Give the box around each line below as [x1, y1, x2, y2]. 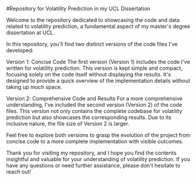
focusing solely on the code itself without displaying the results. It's [6, 71, 171, 78]
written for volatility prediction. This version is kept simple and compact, [6, 65, 183, 72]
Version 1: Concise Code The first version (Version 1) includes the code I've [6, 59, 190, 65]
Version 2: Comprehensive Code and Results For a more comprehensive [6, 95, 183, 102]
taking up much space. [6, 83, 62, 91]
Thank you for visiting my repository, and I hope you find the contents [6, 149, 177, 156]
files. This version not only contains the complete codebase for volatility [6, 108, 182, 114]
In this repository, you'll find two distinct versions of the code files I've [6, 41, 178, 47]
